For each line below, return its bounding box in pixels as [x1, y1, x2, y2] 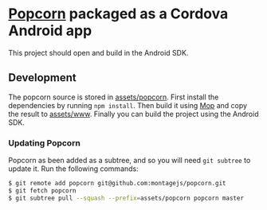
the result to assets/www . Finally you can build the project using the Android [8, 109, 259, 119]
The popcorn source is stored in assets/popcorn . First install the [8, 92, 219, 102]
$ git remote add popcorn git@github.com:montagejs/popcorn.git [8, 180, 226, 188]
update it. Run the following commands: [8, 164, 139, 173]
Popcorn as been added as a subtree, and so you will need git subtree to [8, 156, 251, 165]
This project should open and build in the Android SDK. [8, 48, 189, 57]
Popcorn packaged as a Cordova [8, 5, 229, 23]
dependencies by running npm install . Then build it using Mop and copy [8, 100, 248, 110]
